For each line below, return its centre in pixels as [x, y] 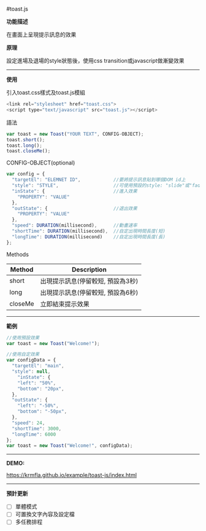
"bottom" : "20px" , [41, 389]
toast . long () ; [25, 145]
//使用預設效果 [23, 338]
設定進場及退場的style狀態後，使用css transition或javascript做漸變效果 [95, 60]
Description [89, 269]
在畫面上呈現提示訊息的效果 [41, 34]
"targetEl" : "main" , [38, 366]
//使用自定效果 [23, 355]
